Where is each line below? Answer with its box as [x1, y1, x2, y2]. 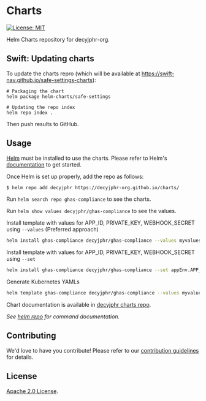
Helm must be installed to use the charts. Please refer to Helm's [6, 154, 167, 162]
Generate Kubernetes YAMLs [6, 278, 80, 285]
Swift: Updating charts [6, 53, 95, 64]
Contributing [6, 331, 56, 341]
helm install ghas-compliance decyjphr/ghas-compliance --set [6, 267, 169, 273]
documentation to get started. [6, 160, 82, 168]
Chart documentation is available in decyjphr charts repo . [6, 301, 151, 309]
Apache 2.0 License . [6, 387, 58, 395]
